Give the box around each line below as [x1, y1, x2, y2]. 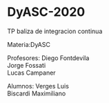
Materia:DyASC [7, 40, 50, 48]
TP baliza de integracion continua [7, 27, 103, 35]
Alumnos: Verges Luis [7, 82, 69, 90]
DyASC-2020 [7, 4, 86, 20]
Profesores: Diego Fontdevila [7, 53, 90, 62]
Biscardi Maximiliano [7, 89, 66, 97]
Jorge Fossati [7, 61, 46, 69]
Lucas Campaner [7, 68, 57, 77]
